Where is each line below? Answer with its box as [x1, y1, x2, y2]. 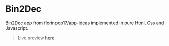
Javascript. [5, 25, 29, 31]
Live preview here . [17, 35, 57, 41]
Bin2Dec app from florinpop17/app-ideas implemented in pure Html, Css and [5, 20, 164, 26]
